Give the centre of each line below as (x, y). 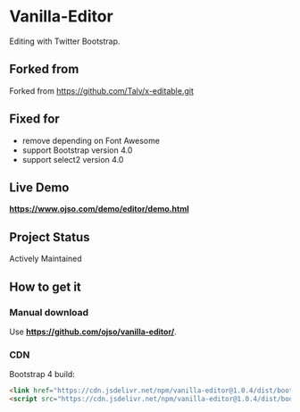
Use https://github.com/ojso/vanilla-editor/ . (93, 332)
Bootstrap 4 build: (42, 374)
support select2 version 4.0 (73, 159)
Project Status (50, 237)
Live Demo (39, 187)
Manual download (49, 312)
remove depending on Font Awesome (91, 140)
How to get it (46, 286)
